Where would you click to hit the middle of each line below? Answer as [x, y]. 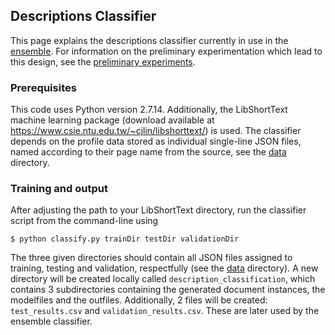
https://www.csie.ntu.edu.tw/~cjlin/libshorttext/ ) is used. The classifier [156, 131]
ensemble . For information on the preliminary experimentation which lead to [166, 51]
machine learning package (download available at [112, 120]
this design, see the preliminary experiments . [103, 61]
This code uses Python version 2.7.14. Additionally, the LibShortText [149, 110]
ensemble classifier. [51, 321]
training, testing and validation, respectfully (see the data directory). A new [164, 268]
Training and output [59, 189]
